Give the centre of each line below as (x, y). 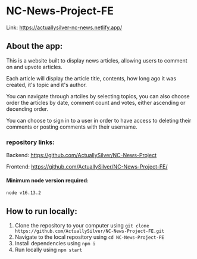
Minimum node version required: (48, 180)
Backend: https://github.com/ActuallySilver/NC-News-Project (81, 155)
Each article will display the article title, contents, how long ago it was (91, 78)
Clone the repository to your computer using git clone (82, 226)
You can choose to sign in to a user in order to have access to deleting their (99, 120)
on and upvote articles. (34, 67)
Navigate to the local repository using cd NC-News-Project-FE (90, 237)
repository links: (30, 142)
